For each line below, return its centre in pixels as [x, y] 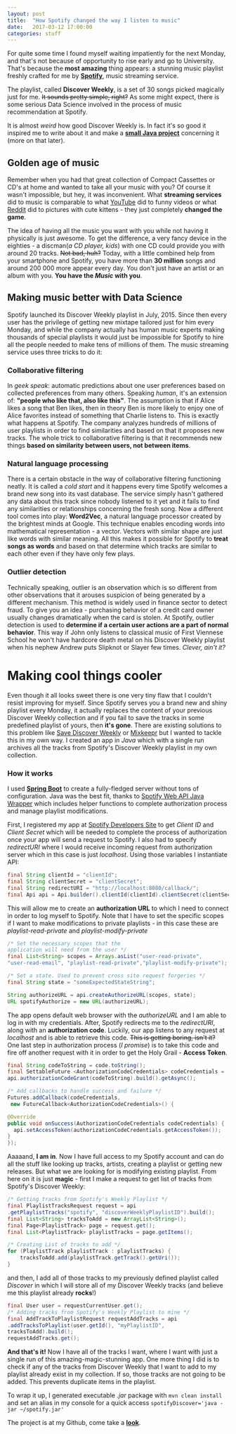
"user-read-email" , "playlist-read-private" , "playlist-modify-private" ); [118, 963]
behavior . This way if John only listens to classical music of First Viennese [115, 632]
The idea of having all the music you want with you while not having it [108, 231]
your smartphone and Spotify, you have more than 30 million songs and [111, 260]
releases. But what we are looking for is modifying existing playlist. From [112, 1171]
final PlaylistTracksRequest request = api [72, 1206]
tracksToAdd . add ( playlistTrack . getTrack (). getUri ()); [100, 1258]
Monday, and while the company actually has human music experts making [116, 329]
